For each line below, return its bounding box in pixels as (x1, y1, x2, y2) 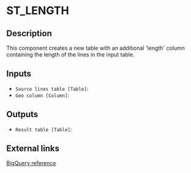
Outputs (6, 109, 39, 120)
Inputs (6, 69, 32, 79)
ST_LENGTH (6, 4, 69, 18)
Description (6, 28, 52, 39)
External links (6, 144, 60, 154)
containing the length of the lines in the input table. (6, 51, 135, 58)
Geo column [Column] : (15, 91, 69, 99)
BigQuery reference (6, 160, 56, 167)
